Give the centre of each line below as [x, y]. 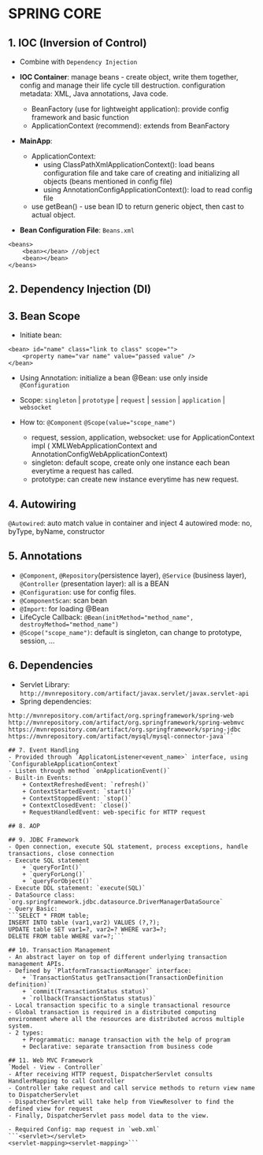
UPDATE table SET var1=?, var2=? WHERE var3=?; [88, 929]
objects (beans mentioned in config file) [108, 181]
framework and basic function [80, 117]
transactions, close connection [61, 853]
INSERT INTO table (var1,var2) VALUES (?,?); [84, 923]
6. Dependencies [50, 665]
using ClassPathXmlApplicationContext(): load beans [129, 165]
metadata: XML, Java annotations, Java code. [94, 94]
